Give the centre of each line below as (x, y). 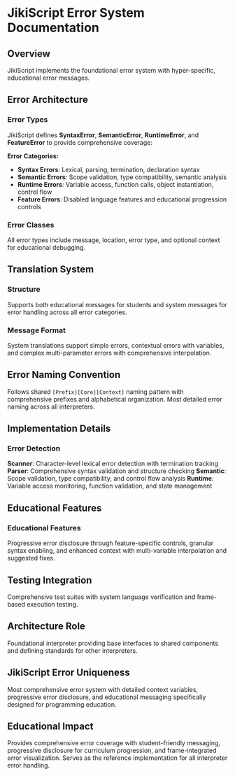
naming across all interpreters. (51, 407)
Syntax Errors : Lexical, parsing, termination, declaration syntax (109, 169)
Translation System (51, 270)
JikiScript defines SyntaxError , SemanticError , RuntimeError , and (103, 135)
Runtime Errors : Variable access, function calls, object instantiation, (115, 184)
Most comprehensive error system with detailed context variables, (102, 689)
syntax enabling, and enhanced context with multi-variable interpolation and (117, 551)
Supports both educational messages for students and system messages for (117, 304)
